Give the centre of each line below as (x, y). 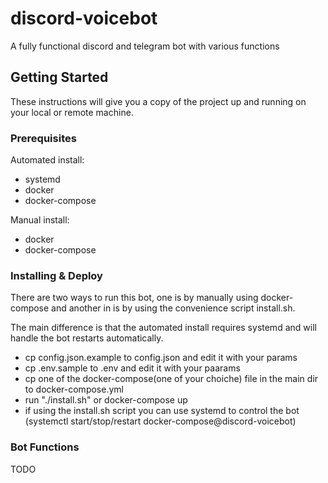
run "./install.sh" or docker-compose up (106, 400)
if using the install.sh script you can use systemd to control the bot (162, 411)
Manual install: (40, 220)
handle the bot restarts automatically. (87, 338)
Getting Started (59, 77)
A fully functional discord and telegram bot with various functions (145, 46)
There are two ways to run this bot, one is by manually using (134, 298)
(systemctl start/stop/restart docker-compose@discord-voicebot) (160, 421)
